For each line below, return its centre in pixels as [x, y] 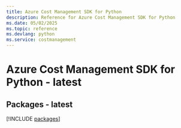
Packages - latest [40, 104]
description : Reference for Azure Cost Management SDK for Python [91, 17]
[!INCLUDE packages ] [33, 119]
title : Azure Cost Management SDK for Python [64, 12]
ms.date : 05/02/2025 [32, 23]
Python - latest [44, 82]
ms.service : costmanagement [41, 40]
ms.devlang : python [31, 34]
